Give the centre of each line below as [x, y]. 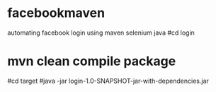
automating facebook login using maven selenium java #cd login [101, 33]
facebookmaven [56, 13]
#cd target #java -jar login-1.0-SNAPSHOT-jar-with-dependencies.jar [108, 81]
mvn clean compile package [92, 61]
